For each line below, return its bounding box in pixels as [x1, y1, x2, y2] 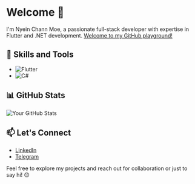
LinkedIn [15, 146, 37, 154]
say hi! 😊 [6, 171, 30, 179]
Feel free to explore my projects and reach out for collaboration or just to [6, 165, 188, 172]
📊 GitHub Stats [6, 90, 65, 100]
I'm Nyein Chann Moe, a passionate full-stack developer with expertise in [6, 25, 190, 33]
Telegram [15, 153, 39, 160]
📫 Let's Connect [6, 127, 71, 138]
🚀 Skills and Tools [6, 50, 74, 60]
